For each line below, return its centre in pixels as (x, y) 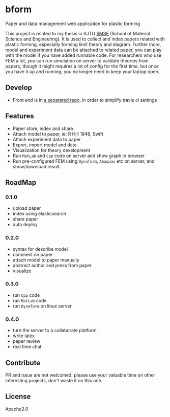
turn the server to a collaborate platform (54, 331)
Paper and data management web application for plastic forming (73, 24)
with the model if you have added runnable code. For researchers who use (83, 55)
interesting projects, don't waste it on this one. (54, 380)
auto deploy (25, 225)
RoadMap (21, 182)
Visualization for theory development (51, 150)
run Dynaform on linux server (42, 306)
